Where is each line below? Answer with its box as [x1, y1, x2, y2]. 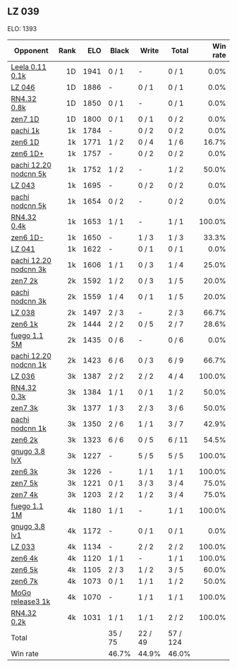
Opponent [13, 45, 49, 55]
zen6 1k [11, 319, 39, 329]
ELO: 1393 [7, 24, 37, 33]
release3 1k [11, 597, 51, 607]
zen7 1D [11, 114, 39, 124]
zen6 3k [11, 467, 39, 476]
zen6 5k [11, 565, 39, 575]
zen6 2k [11, 435, 39, 445]
